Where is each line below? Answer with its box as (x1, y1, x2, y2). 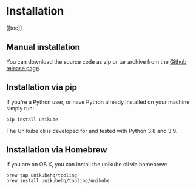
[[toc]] (6, 24, 22, 32)
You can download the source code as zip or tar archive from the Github (6, 58, 187, 65)
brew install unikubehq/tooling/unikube (6, 178, 110, 184)
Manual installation (6, 42, 81, 52)
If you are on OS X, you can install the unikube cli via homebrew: (6, 161, 167, 168)
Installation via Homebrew (6, 144, 107, 155)
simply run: (6, 104, 35, 112)
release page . (6, 64, 41, 72)
